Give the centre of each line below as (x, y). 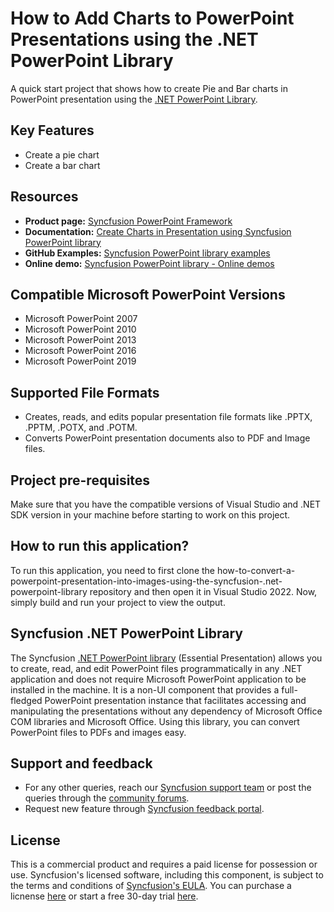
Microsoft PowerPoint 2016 (80, 351)
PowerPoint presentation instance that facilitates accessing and (175, 700)
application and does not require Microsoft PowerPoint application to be (158, 679)
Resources (44, 197)
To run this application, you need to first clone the (113, 570)
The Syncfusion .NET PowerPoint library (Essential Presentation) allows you (166, 658)
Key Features (52, 130)
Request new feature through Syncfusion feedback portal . (144, 809)
